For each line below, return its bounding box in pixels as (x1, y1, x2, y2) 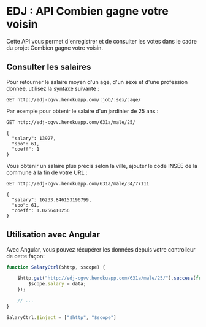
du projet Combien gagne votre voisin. (6, 44, 103, 52)
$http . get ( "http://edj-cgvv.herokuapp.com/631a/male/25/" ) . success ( (17, 275, 196, 282)
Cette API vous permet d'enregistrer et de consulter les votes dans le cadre (6, 37, 197, 45)
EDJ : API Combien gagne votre (6, 4, 169, 18)
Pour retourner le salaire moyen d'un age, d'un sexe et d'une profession (6, 78, 188, 85)
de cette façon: (6, 252, 45, 260)
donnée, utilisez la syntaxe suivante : (6, 85, 100, 92)
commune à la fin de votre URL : (6, 169, 88, 176)
